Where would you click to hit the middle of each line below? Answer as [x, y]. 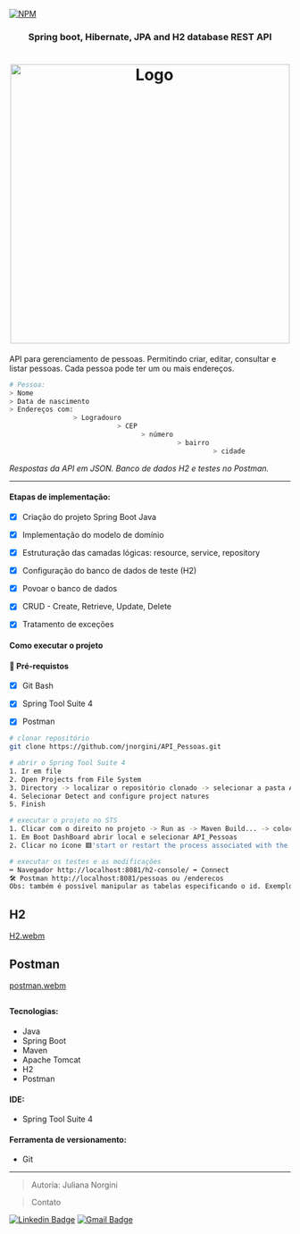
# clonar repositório [50, 739]
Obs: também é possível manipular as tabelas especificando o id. [135, 886]
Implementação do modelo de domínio [93, 535]
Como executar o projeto [56, 645]
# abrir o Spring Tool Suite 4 [67, 763]
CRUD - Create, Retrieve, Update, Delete [97, 607]
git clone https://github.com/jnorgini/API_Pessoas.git [115, 747]
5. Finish [28, 804]
